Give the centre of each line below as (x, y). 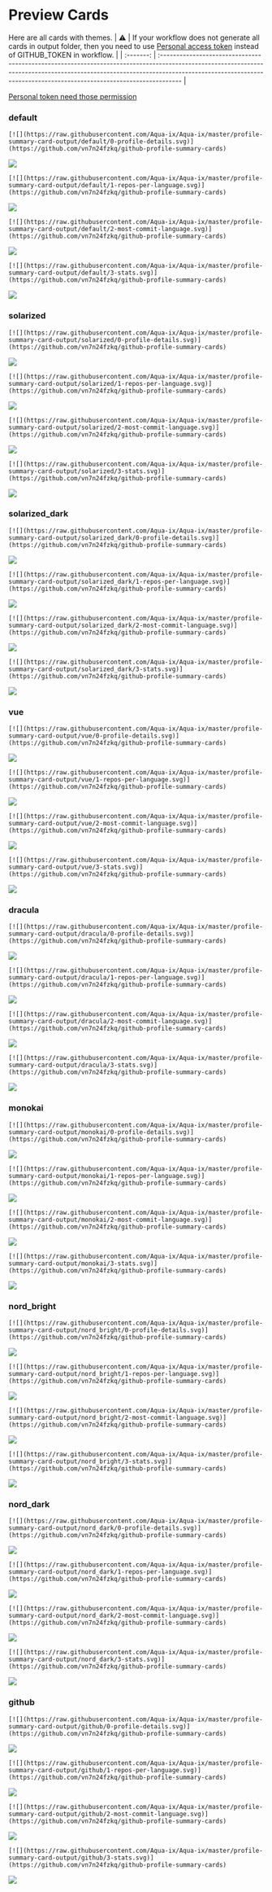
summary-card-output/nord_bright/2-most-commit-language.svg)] (118, 1418)
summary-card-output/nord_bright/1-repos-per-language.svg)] (114, 1374)
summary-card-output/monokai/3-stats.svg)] (83, 1264)
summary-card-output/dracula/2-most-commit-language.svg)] (110, 1022)
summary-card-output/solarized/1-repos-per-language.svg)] (110, 383)
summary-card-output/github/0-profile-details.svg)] (99, 1726)
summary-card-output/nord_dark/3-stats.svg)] (86, 1660)
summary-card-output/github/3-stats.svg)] (81, 1858)
